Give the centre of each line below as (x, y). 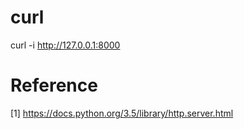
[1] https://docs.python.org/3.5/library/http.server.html (122, 113)
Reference (54, 85)
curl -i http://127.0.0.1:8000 (65, 45)
